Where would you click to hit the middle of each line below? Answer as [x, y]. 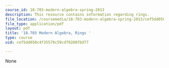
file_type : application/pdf [35, 24]
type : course [19, 38]
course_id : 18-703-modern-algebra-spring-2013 [55, 10]
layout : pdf [18, 28]
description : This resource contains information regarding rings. [77, 14]
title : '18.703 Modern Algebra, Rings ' [48, 33]
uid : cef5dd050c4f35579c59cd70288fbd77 [47, 42]
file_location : [21, 19]
